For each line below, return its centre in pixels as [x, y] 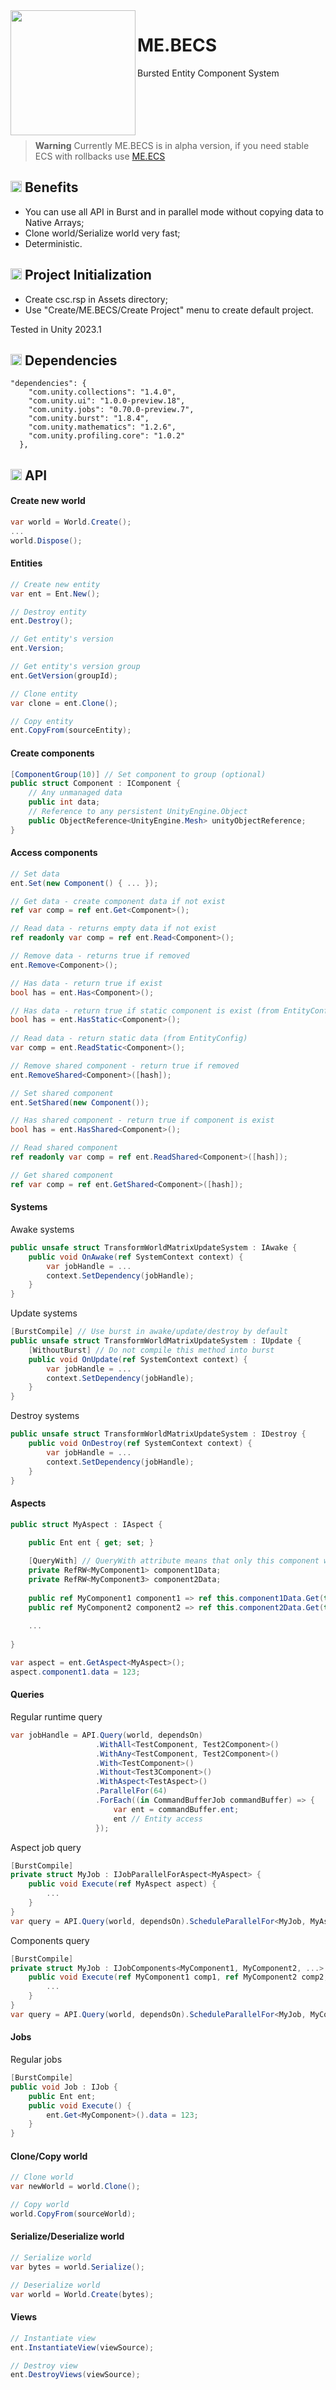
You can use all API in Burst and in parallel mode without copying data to [174, 211]
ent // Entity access [158, 1819]
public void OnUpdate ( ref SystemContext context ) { [138, 1359]
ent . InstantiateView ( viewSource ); [82, 2347]
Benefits [51, 187]
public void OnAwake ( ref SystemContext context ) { [136, 1257]
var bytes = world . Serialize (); [77, 2267]
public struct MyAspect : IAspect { [86, 1524]
